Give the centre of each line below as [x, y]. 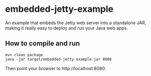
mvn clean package [24, 55]
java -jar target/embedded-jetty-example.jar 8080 [58, 59]
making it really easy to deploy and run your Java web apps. [66, 28]
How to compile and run [43, 44]
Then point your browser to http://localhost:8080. [56, 68]
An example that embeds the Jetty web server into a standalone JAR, [76, 23]
